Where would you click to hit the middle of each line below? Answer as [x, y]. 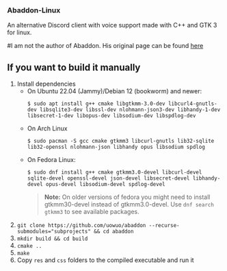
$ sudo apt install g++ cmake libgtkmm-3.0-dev [96, 104]
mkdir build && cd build [52, 239]
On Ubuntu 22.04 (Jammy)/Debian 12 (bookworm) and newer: [115, 91]
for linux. [19, 32]
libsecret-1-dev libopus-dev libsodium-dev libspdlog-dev [111, 116]
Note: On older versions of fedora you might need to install [127, 197]
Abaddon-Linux [34, 10]
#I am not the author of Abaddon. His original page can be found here [105, 46]
